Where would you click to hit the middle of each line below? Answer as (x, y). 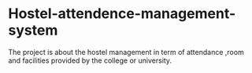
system (33, 30)
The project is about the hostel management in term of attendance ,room (126, 52)
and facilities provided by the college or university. (90, 60)
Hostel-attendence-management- (122, 14)
